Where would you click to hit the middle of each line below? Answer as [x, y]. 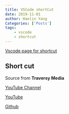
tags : [11, 28]
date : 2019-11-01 [23, 14]
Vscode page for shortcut [31, 51]
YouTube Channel [23, 87]
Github [12, 106]
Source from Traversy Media [35, 78]
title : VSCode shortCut [30, 10]
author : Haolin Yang [26, 19]
